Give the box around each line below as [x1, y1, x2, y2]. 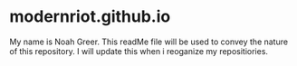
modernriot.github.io [9, 6, 171, 27]
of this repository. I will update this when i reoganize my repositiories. [9, 45, 269, 56]
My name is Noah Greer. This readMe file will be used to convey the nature [9, 36, 288, 47]
